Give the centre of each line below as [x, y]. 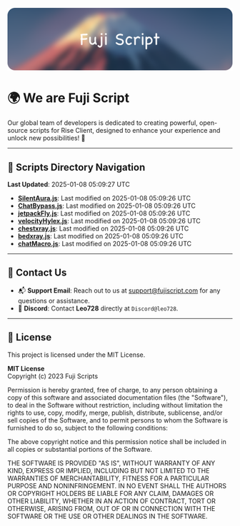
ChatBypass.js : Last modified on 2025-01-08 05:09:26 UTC [107, 206]
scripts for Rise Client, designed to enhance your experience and [125, 131]
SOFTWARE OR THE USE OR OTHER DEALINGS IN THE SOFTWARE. [107, 516]
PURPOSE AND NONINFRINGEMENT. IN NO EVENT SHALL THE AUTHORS [117, 485]
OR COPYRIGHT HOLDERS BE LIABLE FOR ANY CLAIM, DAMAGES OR [111, 493]
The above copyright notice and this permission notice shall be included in [117, 441]
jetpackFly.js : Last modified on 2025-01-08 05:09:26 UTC [104, 213]
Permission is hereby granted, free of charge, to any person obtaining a [112, 390]
